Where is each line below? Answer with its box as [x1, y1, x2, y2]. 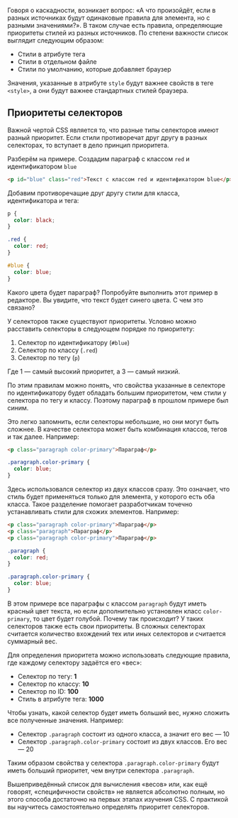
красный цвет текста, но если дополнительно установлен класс [7, 606, 202, 615]
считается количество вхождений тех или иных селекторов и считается [7, 629, 227, 638]
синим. [7, 403, 29, 412]
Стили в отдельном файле [17, 58, 97, 66]
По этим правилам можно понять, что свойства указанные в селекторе [7, 381, 225, 389]
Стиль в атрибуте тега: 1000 [17, 694, 104, 703]
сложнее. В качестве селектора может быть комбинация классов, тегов [7, 425, 228, 433]
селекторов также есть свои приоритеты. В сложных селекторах [7, 621, 206, 631]
